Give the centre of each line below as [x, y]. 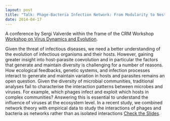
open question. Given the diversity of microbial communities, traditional [80, 81]
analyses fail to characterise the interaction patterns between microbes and [84, 87]
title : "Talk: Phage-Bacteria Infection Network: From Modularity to [80, 15]
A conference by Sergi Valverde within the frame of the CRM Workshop [80, 34]
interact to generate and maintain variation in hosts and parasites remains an [85, 76]
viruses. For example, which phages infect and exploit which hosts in [77, 92]
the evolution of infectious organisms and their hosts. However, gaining [79, 54]
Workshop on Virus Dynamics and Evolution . [52, 39]
